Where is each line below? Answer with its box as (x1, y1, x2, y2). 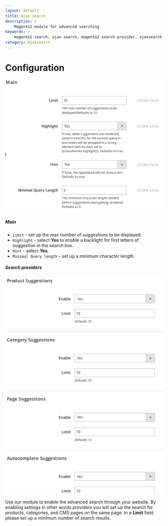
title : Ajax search (5, 13, 46, 19)
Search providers (5, 264, 42, 271)
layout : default (5, 8, 39, 13)
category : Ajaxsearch (5, 40, 50, 45)
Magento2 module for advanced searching (14, 24, 99, 29)
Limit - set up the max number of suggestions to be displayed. (12, 232, 142, 238)
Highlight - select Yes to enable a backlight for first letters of (12, 237, 139, 243)
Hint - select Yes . (12, 248, 49, 254)
